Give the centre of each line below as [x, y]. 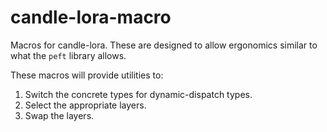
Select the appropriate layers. [85, 105]
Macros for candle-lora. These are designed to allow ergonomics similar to [164, 45]
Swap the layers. [59, 115]
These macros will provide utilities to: [87, 75]
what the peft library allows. [68, 55]
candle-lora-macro [91, 17]
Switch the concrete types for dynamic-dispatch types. [138, 94]
